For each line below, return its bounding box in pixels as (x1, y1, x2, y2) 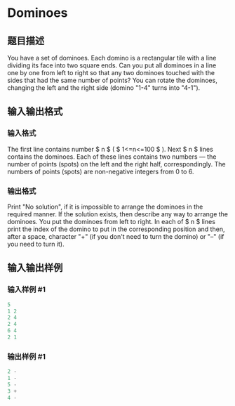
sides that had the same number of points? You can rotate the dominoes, (7, 76, 217, 84)
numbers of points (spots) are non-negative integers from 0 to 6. (7, 167, 194, 176)
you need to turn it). (7, 240, 65, 248)
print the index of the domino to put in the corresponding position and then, (7, 225, 225, 233)
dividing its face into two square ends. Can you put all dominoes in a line (7, 61, 217, 70)
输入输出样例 (7, 262, 63, 274)
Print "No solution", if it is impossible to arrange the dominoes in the (7, 202, 203, 211)
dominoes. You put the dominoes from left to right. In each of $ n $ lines (7, 217, 216, 225)
